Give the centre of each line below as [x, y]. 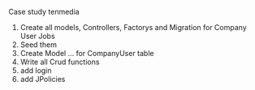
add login [36, 71]
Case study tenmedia [44, 12]
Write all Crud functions [60, 62]
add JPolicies [43, 79]
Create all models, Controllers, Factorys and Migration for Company [134, 27]
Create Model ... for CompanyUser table [87, 53]
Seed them [38, 45]
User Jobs [37, 36]
